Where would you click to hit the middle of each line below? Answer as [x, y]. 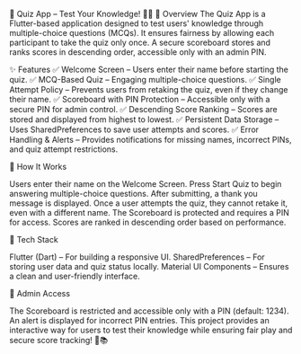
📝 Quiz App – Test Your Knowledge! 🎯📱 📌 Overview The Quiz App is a [138, 14]
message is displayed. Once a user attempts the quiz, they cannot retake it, [149, 203]
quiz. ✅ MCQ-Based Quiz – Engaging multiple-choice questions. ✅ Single [145, 80]
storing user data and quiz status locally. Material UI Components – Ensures [149, 266]
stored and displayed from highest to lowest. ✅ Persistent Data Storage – [144, 119]
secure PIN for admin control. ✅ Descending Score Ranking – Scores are [143, 109]
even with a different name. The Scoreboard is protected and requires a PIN [149, 212]
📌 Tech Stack [34, 239]
